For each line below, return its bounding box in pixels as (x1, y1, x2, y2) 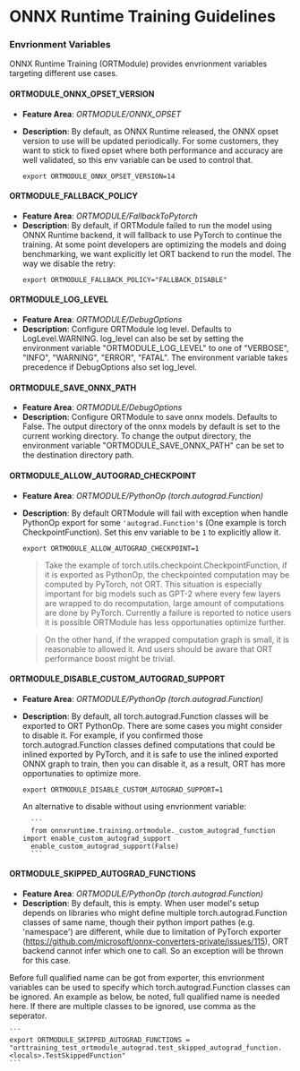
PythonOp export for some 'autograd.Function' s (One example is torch (21, 517, 287, 527)
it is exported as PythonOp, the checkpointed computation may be (44, 569, 290, 579)
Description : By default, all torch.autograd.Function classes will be (21, 710, 269, 722)
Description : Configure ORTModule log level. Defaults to (21, 324, 232, 335)
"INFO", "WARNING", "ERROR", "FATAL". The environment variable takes (21, 352, 288, 364)
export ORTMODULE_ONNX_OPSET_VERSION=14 (21, 172, 176, 181)
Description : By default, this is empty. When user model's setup (21, 897, 260, 908)
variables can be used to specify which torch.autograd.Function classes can (9, 981, 291, 992)
